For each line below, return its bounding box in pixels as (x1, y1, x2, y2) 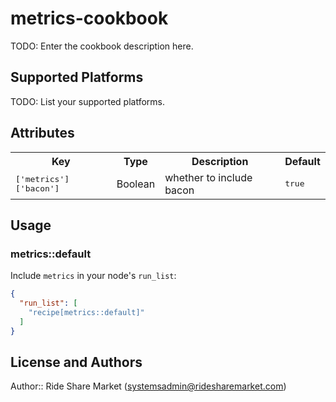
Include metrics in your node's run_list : (10, 270, 177, 282)
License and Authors (10, 354, 143, 371)
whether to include (164, 170, 253, 184)
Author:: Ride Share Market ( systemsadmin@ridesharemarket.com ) (10, 380, 287, 392)
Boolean (116, 177, 156, 191)
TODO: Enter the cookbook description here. (10, 40, 194, 52)
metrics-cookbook (10, 7, 169, 30)
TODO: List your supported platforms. (10, 95, 166, 107)
